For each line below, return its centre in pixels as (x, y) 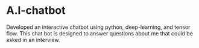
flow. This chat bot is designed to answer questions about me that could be (99, 33)
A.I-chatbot (36, 10)
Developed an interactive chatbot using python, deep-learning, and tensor (98, 27)
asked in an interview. (33, 40)
